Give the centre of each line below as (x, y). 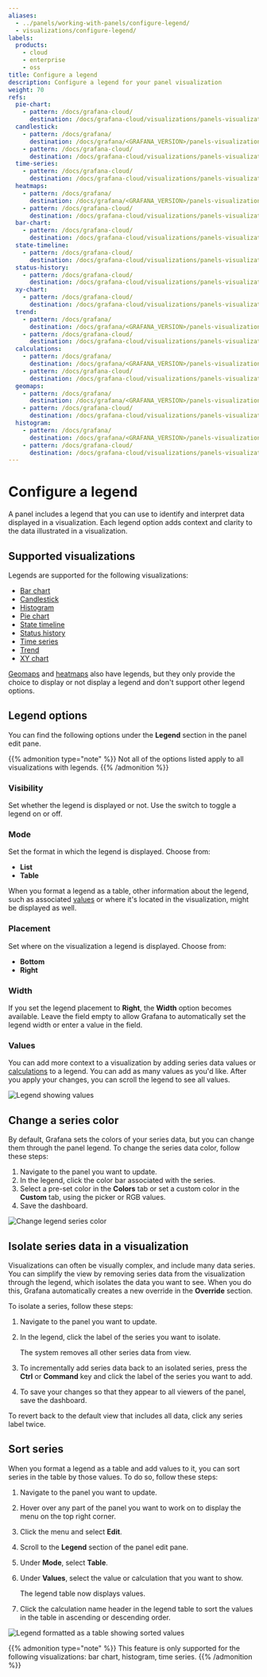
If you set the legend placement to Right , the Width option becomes (120, 1008)
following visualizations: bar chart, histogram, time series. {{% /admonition (130, 1656)
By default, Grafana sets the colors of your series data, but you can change (132, 1139)
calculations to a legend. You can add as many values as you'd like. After (128, 1072)
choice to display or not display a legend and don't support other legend (126, 682)
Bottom (32, 962)
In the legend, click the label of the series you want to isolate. (120, 1337)
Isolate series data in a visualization (99, 1246)
